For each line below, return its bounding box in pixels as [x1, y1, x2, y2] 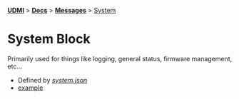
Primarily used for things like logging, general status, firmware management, [7, 54, 233, 63]
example [17, 83, 44, 92]
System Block [7, 31, 91, 47]
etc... [7, 62, 23, 71]
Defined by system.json [17, 75, 88, 84]
